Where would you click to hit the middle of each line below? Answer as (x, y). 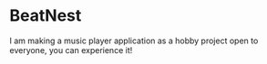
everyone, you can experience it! (71, 50)
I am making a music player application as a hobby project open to (134, 41)
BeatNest (46, 16)
